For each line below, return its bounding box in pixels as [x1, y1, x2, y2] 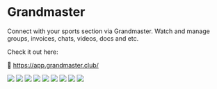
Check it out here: [7, 48, 59, 56]
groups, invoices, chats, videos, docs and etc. [7, 34, 139, 42]
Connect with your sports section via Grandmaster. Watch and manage [7, 27, 210, 35]
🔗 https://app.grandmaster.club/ [7, 61, 99, 69]
